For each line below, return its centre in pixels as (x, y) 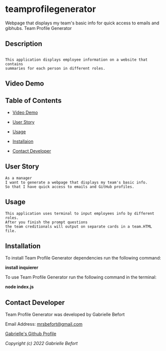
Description (24, 44)
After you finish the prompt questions (46, 222)
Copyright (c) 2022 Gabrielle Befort (41, 344)
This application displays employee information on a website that (77, 60)
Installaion (23, 141)
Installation (23, 246)
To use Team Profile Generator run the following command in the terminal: (81, 277)
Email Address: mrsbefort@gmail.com (44, 324)
